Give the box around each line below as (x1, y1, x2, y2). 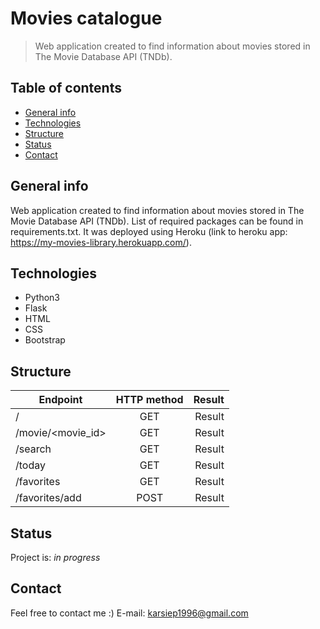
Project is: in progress (10, 552, 101, 563)
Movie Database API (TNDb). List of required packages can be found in (10, 215, 304, 227)
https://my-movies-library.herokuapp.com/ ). (10, 236, 192, 248)
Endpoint (38, 393, 83, 407)
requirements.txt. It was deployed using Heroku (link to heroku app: (10, 225, 288, 237)
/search (15, 442, 52, 456)
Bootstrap (24, 334, 66, 346)
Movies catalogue (10, 7, 163, 30)
